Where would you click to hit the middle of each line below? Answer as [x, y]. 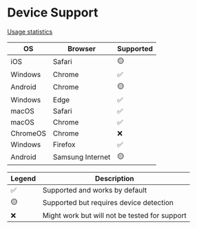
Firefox [64, 144]
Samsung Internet [82, 157]
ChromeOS [29, 133]
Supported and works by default [95, 190]
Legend [23, 178]
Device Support [53, 13]
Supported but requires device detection [108, 203]
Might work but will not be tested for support [115, 215]
